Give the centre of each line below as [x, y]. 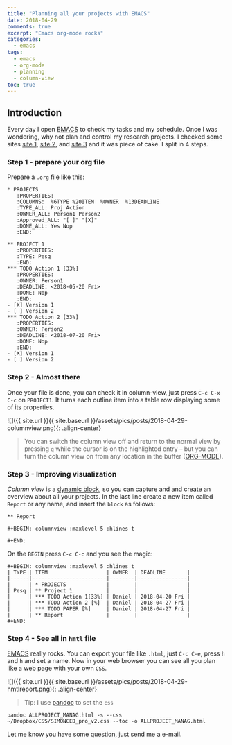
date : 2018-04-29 [32, 20]
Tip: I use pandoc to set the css [69, 703]
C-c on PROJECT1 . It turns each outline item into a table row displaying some [114, 400]
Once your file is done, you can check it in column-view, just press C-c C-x [114, 392]
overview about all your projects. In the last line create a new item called [110, 496]
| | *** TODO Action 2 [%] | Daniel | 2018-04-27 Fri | [99, 603]
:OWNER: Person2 [40, 329]
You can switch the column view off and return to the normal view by [122, 441]
